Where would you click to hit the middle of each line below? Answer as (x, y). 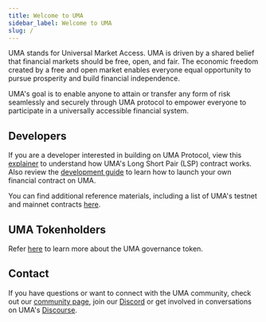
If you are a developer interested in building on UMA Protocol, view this (125, 155)
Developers (37, 136)
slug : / (21, 30)
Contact (29, 274)
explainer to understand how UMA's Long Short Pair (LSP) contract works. (130, 163)
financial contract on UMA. (52, 181)
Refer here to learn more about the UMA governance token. (106, 249)
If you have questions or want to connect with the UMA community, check (130, 293)
